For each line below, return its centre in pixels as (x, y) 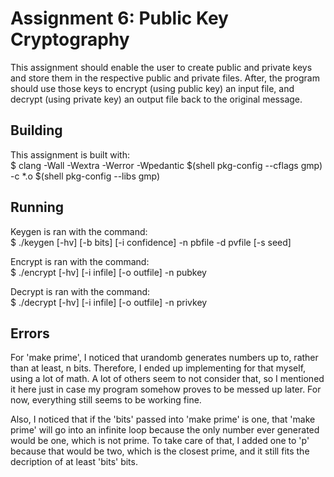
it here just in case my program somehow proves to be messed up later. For (166, 389)
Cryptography (70, 39)
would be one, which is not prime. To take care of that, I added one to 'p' (160, 441)
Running (37, 207)
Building (36, 130)
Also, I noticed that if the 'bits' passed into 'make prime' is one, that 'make (163, 419)
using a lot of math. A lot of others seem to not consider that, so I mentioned (167, 379)
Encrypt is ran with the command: (80, 261)
